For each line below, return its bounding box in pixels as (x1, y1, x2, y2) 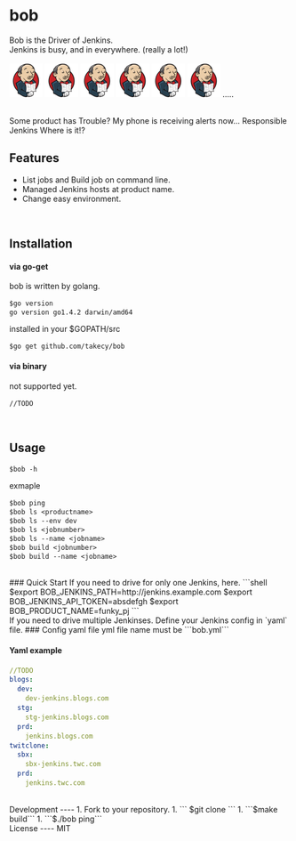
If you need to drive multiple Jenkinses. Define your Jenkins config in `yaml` (9, 615, 288, 626)
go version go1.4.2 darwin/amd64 (9, 308, 133, 317)
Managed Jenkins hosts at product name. (21, 183, 175, 194)
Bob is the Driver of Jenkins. (9, 35, 114, 45)
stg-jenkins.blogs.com (25, 713, 109, 722)
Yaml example (9, 644, 62, 655)
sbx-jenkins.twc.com (25, 760, 101, 769)
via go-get (9, 261, 49, 271)
